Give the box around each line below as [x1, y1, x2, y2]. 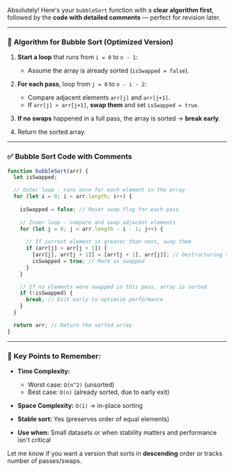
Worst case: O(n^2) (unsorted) [27, 381, 115, 389]
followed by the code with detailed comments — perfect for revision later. [7, 13, 221, 22]
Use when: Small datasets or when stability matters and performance [17, 428, 217, 437]
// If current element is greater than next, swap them [25, 238, 192, 246]
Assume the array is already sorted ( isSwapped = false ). [27, 66, 189, 75]
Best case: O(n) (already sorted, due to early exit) [27, 388, 170, 396]
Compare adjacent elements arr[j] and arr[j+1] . [27, 93, 171, 102]
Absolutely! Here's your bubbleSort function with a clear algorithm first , [7, 6, 214, 14]
